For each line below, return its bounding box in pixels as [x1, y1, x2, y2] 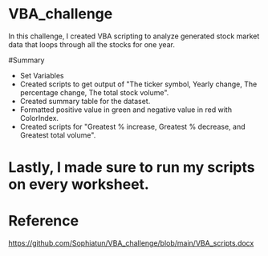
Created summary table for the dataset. [19, 96, 151, 106]
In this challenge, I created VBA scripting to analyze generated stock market [8, 31, 260, 41]
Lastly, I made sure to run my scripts [8, 158, 255, 177]
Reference [8, 212, 79, 230]
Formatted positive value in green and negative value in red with [19, 105, 233, 114]
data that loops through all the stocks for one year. [8, 39, 175, 49]
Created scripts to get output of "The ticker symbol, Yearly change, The [19, 79, 258, 89]
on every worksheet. [8, 175, 150, 194]
